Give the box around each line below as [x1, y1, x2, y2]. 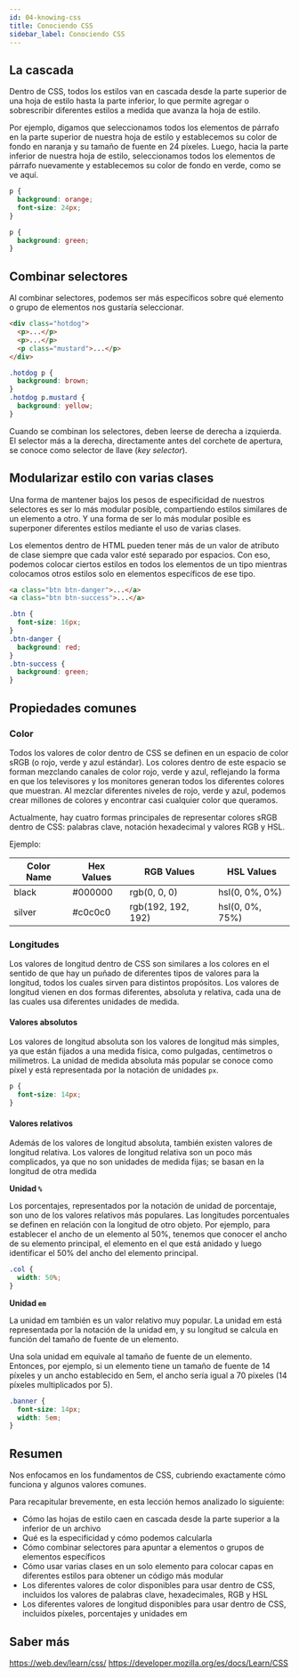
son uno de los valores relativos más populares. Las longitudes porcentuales [9, 1210, 290, 1220]
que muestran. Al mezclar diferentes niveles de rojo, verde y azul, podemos [9, 785, 287, 796]
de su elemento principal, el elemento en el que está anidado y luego [9, 1238, 263, 1249]
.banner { [9, 1397, 46, 1406]
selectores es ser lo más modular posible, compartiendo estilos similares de [9, 504, 287, 514]
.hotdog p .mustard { [9, 393, 86, 402]
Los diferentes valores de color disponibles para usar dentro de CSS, [21, 1580, 276, 1591]
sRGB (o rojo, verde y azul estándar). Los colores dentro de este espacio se [9, 757, 287, 767]
